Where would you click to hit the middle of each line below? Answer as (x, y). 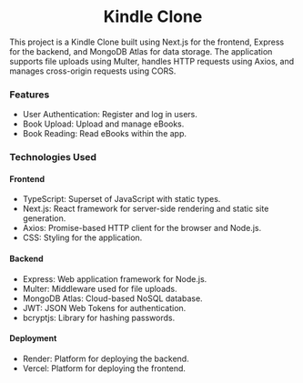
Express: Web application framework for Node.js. (115, 278)
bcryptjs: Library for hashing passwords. (99, 317)
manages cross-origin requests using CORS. (93, 71)
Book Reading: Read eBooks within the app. (105, 134)
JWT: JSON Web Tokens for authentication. (104, 307)
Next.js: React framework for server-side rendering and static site (146, 209)
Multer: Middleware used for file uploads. (100, 288)
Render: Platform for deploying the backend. (106, 358)
